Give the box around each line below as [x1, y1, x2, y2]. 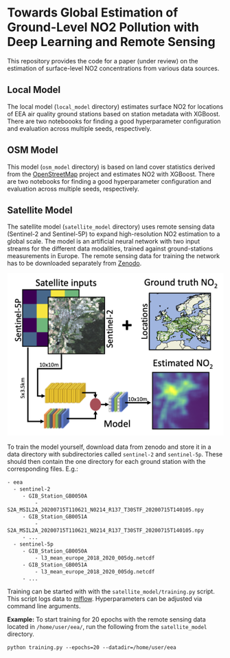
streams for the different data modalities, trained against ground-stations [7, 244, 214, 253]
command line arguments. [7, 602, 81, 611]
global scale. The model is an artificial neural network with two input [7, 237, 200, 246]
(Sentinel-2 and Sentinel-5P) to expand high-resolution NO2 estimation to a [7, 230, 220, 238]
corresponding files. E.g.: [7, 465, 79, 473]
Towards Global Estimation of [7, 5, 179, 21]
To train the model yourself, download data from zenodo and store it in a [7, 443, 211, 452]
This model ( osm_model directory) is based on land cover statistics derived [7, 162, 216, 171]
